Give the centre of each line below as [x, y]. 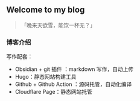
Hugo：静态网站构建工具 [46, 77]
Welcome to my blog [46, 10]
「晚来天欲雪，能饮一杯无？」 [58, 25]
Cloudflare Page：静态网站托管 [53, 92]
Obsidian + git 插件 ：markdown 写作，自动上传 [74, 69]
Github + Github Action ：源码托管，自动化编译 [73, 84]
